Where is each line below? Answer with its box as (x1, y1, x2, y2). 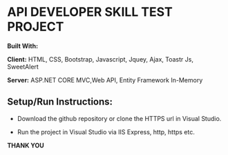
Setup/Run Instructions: (7, 96, 113, 108)
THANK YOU (7, 141, 44, 149)
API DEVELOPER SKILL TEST (7, 4, 173, 20)
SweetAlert (7, 62, 39, 71)
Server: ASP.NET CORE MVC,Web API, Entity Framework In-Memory (7, 75, 203, 84)
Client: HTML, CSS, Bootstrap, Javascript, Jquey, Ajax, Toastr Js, (7, 55, 193, 63)
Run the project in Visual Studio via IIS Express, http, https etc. (17, 127, 196, 136)
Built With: (7, 42, 39, 50)
